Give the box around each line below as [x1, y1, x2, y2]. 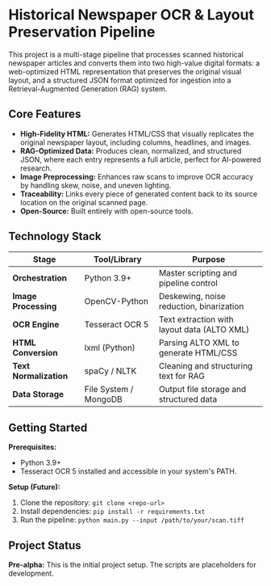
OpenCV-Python [84, 295, 149, 306]
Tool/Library [94, 253, 143, 264]
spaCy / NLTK [84, 365, 137, 377]
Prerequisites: [8, 442, 57, 452]
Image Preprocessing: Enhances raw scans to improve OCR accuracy [19, 171, 254, 181]
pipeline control [158, 277, 218, 289]
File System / [84, 383, 134, 394]
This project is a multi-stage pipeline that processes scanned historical [8, 49, 244, 59]
